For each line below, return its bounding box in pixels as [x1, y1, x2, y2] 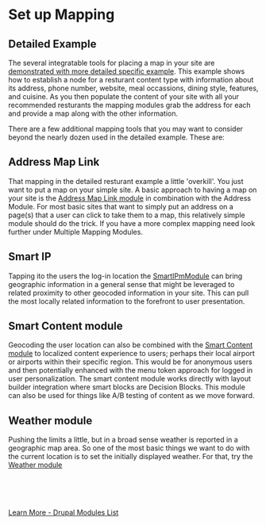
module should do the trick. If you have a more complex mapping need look [8, 218, 256, 228]
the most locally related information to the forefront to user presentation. [8, 296, 245, 306]
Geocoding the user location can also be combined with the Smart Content [8, 340, 253, 350]
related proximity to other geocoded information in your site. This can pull [8, 288, 249, 297]
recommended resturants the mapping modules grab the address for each [8, 101, 252, 109]
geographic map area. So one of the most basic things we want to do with [8, 443, 250, 453]
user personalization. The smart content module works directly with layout [8, 374, 252, 384]
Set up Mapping [8, 6, 115, 24]
